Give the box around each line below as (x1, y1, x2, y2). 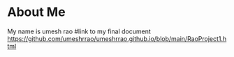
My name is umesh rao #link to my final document (7, 27, 152, 35)
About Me (7, 4, 66, 20)
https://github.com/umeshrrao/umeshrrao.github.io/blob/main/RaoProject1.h (7, 34, 227, 42)
